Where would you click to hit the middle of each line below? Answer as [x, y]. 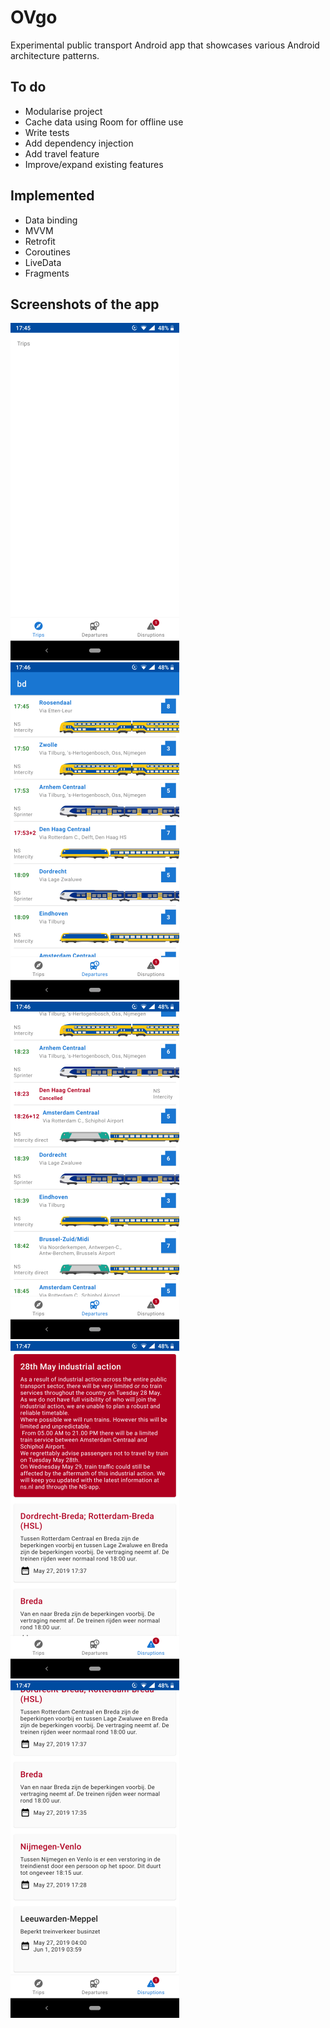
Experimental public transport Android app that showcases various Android [165, 45]
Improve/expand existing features [94, 164]
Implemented [52, 196]
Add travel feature [62, 153]
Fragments [47, 273]
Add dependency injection [79, 143]
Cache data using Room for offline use [104, 122]
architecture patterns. [55, 55]
